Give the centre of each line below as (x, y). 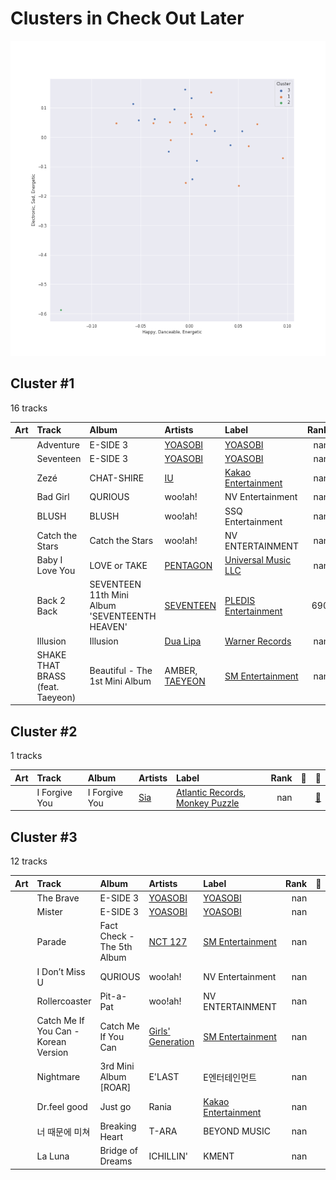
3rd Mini (117, 1066)
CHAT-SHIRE (117, 478)
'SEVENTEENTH (123, 616)
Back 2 (51, 600)
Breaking (118, 1126)
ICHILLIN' (168, 1156)
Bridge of (119, 1151)
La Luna (53, 1156)
